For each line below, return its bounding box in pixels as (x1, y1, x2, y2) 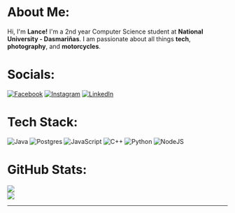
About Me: (7, 4, 70, 20)
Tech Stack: (7, 115, 78, 130)
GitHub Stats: (7, 162, 87, 177)
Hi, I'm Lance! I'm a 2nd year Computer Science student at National (7, 27, 204, 36)
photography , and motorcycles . (7, 42, 101, 50)
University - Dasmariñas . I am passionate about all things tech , (7, 34, 191, 43)
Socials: (7, 67, 55, 82)
